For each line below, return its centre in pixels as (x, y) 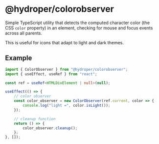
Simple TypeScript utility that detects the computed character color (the (78, 23)
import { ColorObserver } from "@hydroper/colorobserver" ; (67, 69)
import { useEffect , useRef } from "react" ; (51, 74)
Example (19, 58)
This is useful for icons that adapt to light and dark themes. (64, 42)
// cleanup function (35, 119)
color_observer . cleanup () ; (50, 128)
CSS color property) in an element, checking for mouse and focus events (79, 28)
